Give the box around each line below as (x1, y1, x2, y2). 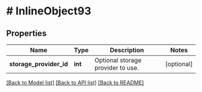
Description (109, 46, 144, 54)
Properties (6, 28, 47, 38)
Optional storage (94, 56, 142, 64)
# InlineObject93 (6, 4, 91, 18)
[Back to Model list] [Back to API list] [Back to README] (6, 79, 144, 86)
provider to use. (94, 64, 139, 72)
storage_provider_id (9, 60, 68, 68)
